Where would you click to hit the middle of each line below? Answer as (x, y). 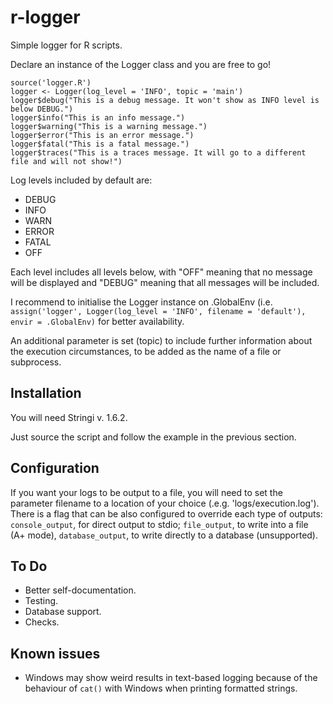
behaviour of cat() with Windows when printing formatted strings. (161, 688)
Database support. (63, 612)
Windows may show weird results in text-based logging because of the (171, 678)
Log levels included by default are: (81, 180)
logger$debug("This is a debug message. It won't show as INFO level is (165, 100)
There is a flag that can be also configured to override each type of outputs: (166, 513)
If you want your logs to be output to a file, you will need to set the (146, 492)
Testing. (41, 601)
